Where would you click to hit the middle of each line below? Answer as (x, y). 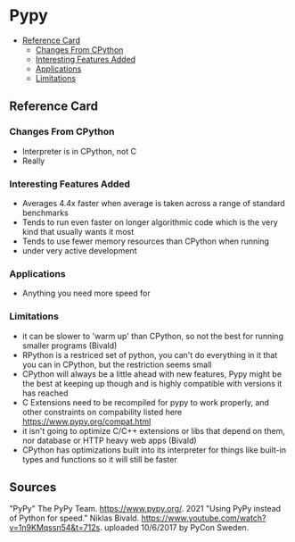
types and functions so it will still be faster (99, 459)
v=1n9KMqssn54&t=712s (55, 528)
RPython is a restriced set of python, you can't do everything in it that (150, 354)
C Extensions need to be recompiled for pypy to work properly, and (146, 402)
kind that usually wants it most (78, 231)
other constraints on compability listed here (102, 412)
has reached (45, 393)
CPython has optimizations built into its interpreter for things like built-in (154, 450)
